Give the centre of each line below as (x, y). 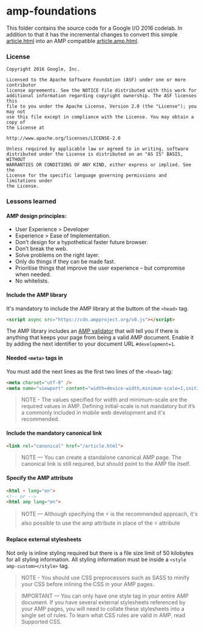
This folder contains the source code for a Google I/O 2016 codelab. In (94, 28)
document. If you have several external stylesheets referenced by (103, 602)
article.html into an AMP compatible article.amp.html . (73, 41)
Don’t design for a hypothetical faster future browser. (82, 242)
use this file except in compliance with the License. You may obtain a (100, 117)
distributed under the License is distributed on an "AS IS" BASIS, (95, 154)
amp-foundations (52, 11)
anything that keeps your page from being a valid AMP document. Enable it (100, 338)
